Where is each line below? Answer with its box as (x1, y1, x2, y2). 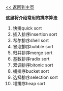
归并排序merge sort (12, 50, 53, 56)
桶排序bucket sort (12, 68, 49, 74)
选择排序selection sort (12, 74, 58, 80)
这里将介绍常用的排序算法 (5, 15, 58, 21)
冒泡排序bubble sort (12, 44, 54, 49)
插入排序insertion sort (12, 31, 57, 37)
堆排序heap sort (12, 81, 46, 86)
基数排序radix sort (12, 56, 50, 61)
